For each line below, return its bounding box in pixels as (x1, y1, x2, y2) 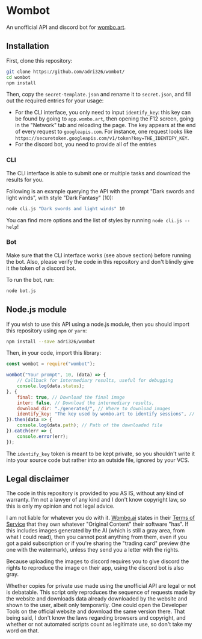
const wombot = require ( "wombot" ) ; (6, 361, 96, 367)
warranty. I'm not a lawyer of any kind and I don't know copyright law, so (6, 496, 186, 503)
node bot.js (6, 287, 36, 294)
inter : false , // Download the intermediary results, (17, 400, 155, 406)
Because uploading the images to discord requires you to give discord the (6, 558, 189, 565)
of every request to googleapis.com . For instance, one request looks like (14, 128, 193, 136)
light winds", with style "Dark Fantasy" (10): (6, 194, 114, 201)
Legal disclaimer (6, 474, 70, 484)
